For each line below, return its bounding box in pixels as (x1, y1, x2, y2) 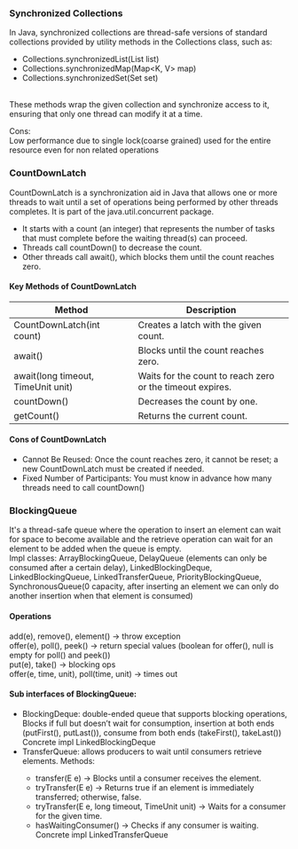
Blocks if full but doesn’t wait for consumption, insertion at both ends (21, 718, 275, 728)
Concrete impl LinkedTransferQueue (35, 829, 169, 840)
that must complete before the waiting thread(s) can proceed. (21, 232, 248, 243)
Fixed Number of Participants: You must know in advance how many (21, 473, 272, 483)
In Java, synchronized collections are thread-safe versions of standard (9, 28, 268, 38)
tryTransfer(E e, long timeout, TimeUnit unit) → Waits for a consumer (35, 801, 286, 812)
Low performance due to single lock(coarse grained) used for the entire (9, 136, 271, 146)
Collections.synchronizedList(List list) (21, 54, 160, 65)
